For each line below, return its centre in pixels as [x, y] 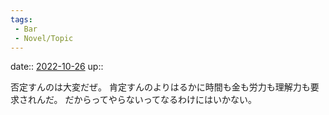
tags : [21, 19]
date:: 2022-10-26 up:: [57, 67]
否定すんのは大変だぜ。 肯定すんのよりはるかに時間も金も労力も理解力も [160, 87]
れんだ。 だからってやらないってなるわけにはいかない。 [142, 100]
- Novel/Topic [44, 38]
